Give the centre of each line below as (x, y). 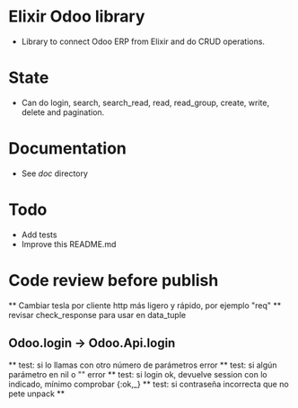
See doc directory (55, 173)
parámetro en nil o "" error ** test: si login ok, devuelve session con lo (138, 374)
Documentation (68, 149)
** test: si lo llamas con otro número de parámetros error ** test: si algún (143, 365)
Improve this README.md (69, 244)
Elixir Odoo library (77, 17)
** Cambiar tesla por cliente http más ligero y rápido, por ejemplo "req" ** (145, 305)
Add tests (39, 235)
